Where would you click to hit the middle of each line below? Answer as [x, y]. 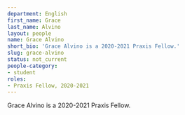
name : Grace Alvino [36, 40]
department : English [37, 14]
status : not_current [37, 60]
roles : [17, 79]
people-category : [33, 66]
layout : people [29, 33]
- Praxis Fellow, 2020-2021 [48, 86]
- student [22, 72]
